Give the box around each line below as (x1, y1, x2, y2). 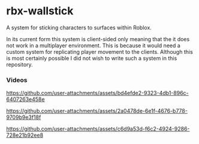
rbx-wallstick (6, 4, 74, 18)
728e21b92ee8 (6, 131, 44, 139)
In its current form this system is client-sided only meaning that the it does (6, 35, 190, 42)
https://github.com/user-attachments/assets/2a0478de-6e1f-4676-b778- (6, 108, 188, 115)
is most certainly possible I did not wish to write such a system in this (6, 54, 177, 62)
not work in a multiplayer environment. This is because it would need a (6, 42, 181, 49)
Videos (6, 76, 28, 84)
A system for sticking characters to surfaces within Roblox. (6, 24, 152, 31)
